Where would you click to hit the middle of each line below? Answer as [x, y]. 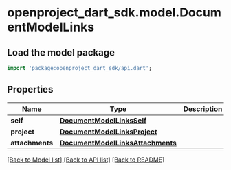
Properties [30, 89]
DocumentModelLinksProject [108, 132]
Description [203, 109]
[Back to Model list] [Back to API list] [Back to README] [86, 160]
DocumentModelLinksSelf [103, 120]
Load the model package [61, 52]
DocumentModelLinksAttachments [118, 143]
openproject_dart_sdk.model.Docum [114, 13]
